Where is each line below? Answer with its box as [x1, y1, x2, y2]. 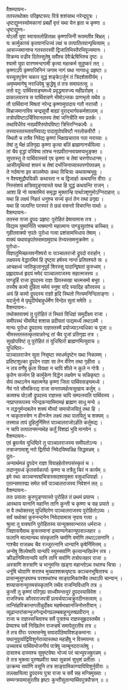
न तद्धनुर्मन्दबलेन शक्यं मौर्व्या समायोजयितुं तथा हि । [6, 405, 100, 412]
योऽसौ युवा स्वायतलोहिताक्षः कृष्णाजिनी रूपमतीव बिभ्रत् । [6, 33, 110, 40]
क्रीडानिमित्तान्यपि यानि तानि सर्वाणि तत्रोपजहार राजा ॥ [6, 555, 106, 561]
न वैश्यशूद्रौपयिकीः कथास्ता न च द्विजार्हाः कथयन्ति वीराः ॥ [6, 175, 111, 182]
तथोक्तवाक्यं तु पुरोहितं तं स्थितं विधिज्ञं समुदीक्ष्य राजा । [6, 311, 108, 317]
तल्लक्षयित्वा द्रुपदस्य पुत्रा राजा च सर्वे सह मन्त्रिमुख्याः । [6, 670, 107, 677]
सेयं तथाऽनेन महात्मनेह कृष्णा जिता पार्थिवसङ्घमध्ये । [6, 378, 105, 385]
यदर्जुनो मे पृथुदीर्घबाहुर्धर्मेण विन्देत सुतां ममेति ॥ [6, 297, 92, 304]
